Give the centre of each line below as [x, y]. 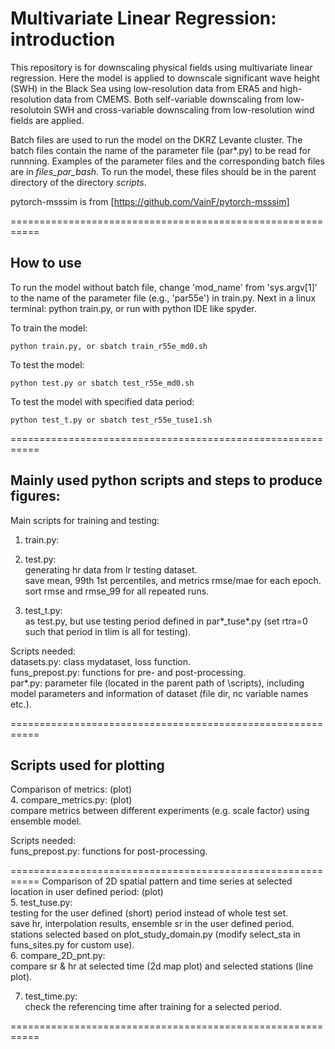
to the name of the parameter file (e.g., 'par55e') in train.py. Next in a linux [163, 298]
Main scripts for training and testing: [85, 520]
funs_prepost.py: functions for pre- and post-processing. [128, 672]
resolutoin [31, 109]
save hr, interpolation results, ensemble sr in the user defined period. [152, 924]
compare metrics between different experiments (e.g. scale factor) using [160, 811]
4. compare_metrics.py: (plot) [71, 800]
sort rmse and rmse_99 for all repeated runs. [117, 591]
